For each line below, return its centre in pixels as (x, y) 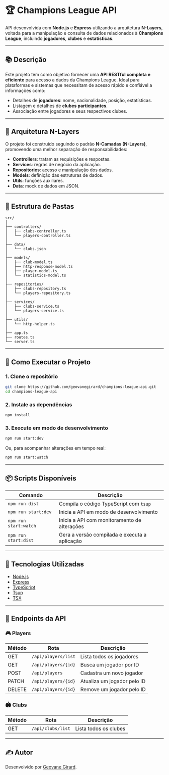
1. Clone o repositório (32, 376)
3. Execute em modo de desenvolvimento (57, 428)
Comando (31, 495)
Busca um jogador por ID (110, 665)
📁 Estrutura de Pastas (40, 206)
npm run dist (23, 503)
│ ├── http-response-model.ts (39, 267)
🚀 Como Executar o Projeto (48, 362)
